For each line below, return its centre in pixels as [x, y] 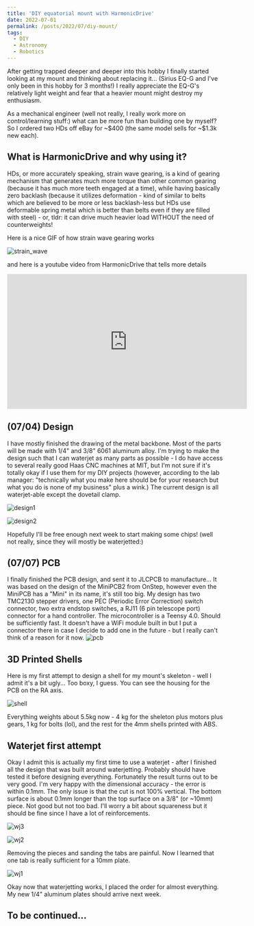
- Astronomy [30, 45]
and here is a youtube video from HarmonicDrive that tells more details [107, 264]
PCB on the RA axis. [35, 690]
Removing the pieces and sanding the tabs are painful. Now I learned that [111, 853]
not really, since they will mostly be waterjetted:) [75, 541]
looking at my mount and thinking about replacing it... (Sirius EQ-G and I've [113, 78]
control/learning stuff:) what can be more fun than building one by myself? [112, 121]
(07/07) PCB [34, 563]
